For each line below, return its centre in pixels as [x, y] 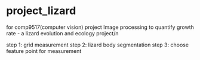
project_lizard [41, 11]
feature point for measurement [44, 51]
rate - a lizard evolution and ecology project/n [62, 33]
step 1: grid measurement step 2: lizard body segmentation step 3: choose [98, 45]
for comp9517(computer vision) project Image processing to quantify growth [100, 27]
